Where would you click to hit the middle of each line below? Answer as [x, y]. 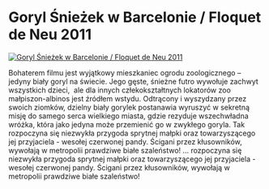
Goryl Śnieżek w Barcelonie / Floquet [135, 17]
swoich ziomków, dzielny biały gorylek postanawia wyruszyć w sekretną [129, 107]
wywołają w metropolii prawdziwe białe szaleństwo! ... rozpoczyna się [125, 150]
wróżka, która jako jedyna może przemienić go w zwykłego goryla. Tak [127, 124]
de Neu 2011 [50, 34]
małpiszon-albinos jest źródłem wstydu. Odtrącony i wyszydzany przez [128, 98]
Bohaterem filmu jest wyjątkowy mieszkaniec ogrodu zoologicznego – [125, 72]
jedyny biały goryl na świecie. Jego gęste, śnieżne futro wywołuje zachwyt [134, 81]
